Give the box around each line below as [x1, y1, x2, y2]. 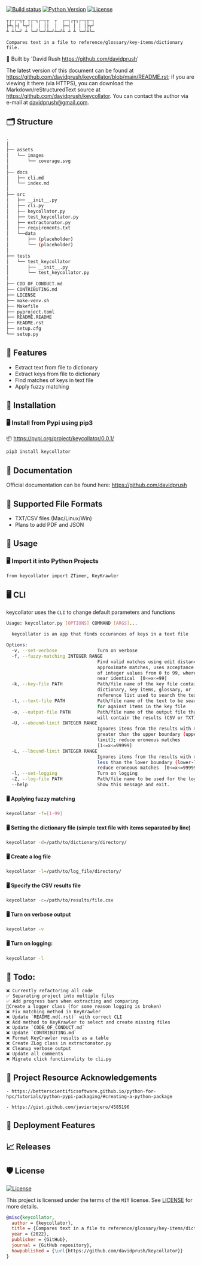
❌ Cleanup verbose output [6, 1046, 72, 1052]
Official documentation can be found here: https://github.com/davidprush [6, 481, 187, 489]
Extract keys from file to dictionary [14, 370, 100, 377]
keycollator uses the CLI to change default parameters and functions [6, 608, 175, 616]
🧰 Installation [6, 400, 56, 411]
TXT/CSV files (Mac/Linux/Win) [14, 514, 93, 522]
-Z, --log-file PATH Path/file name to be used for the [11, 776, 186, 782]
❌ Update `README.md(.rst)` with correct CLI [6, 1014, 123, 1021]
